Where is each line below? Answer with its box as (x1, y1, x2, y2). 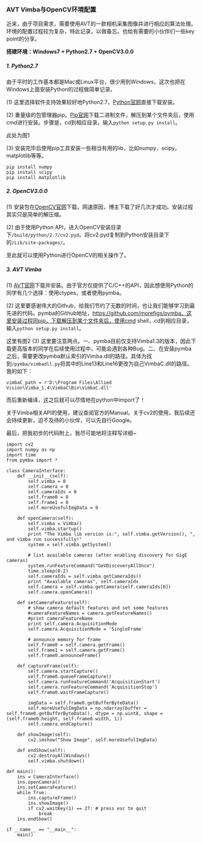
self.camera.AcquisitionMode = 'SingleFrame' (28, 626, 145, 633)
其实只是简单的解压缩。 (6, 211, 65, 218)
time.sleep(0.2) (28, 568, 69, 574)
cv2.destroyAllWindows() (28, 753, 90, 759)
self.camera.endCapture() (28, 721, 93, 727)
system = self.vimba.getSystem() (28, 541, 112, 548)
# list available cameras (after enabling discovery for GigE (28, 552, 188, 558)
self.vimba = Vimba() (28, 520, 83, 527)
